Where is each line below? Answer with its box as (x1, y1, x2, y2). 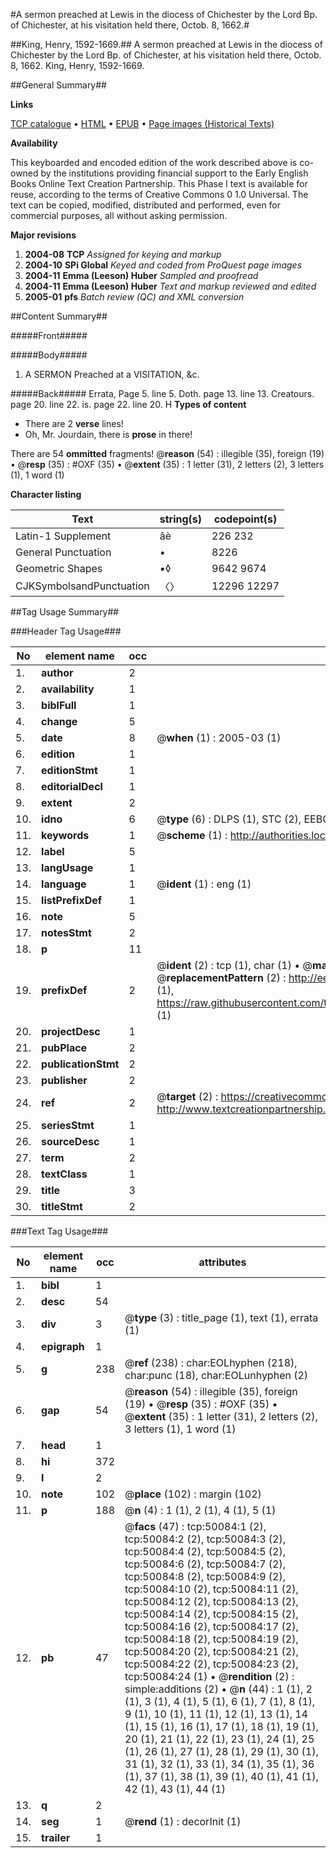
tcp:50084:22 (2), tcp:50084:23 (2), (124, 1657, 299, 1671)
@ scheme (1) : (156, 829, 228, 842)
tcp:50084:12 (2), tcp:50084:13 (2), (124, 1595, 299, 1608)
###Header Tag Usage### (10, 625, 122, 637)
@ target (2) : (156, 1090, 219, 1103)
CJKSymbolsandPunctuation (15, 579, 150, 593)
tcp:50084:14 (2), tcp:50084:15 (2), (124, 1607, 299, 1621)
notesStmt (41, 926, 92, 939)
